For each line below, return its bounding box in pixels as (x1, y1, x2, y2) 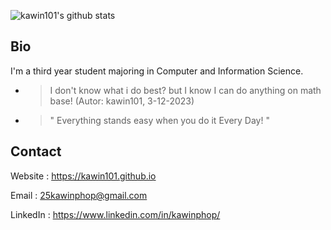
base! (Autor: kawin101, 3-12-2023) (49, 95, 195, 107)
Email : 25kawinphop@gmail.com (10, 189, 148, 201)
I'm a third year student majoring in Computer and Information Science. (10, 65, 304, 77)
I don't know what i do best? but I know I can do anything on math (49, 84, 322, 96)
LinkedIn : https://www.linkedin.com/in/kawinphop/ (10, 208, 221, 220)
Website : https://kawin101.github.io (10, 170, 157, 182)
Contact (10, 143, 62, 160)
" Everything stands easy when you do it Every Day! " (49, 114, 270, 126)
